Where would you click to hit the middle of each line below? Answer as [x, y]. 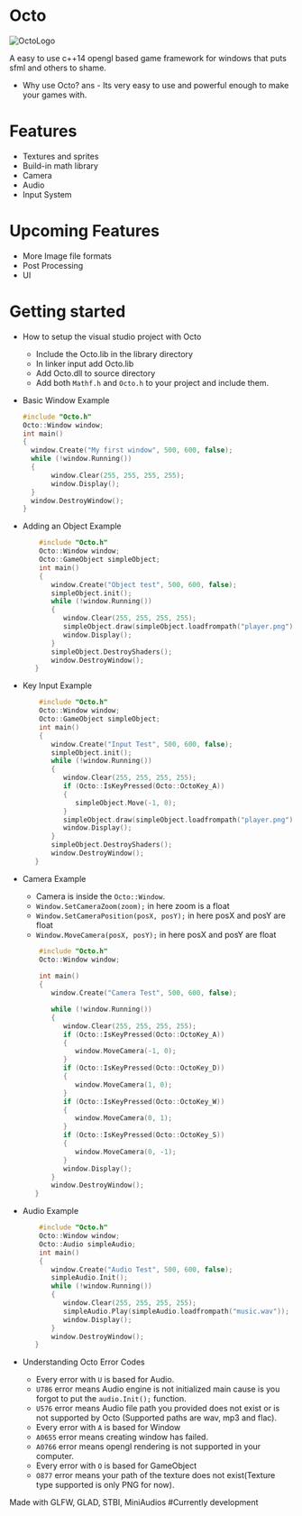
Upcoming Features [85, 231]
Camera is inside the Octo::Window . [100, 896]
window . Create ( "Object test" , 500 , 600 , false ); [144, 584]
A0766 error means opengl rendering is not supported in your [148, 1447]
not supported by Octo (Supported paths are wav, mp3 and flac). [156, 1418]
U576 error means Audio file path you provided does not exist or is [158, 1409]
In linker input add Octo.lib [85, 363]
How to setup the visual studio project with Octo [112, 336]
